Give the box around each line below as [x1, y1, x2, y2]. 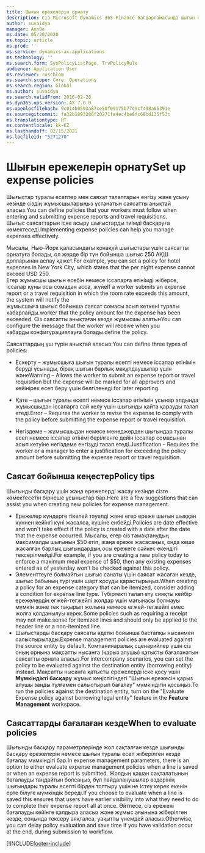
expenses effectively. [6, 232, 60, 239]
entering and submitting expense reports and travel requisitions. [6, 212, 168, 220]
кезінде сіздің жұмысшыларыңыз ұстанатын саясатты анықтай [6, 200, 171, 207]
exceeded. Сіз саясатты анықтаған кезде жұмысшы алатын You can [6, 315, 182, 322]
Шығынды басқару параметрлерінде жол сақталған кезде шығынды [6, 744, 185, 751]
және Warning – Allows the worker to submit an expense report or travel [15, 371, 196, 379]
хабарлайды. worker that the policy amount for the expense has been [6, 309, 181, 316]
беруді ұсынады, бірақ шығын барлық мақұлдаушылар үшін [15, 365, 172, 372]
